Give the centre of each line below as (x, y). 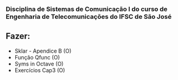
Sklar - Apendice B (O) (43, 51)
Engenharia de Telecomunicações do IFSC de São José (89, 16)
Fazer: (18, 36)
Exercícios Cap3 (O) (40, 70)
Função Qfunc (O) (37, 57)
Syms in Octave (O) (39, 64)
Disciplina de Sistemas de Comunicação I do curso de (87, 9)
